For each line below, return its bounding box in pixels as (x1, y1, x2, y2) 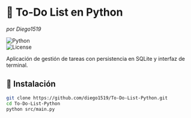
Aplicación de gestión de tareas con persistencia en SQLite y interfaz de (6, 55, 185, 62)
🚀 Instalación (6, 79, 56, 89)
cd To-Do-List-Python (6, 101, 61, 107)
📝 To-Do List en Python (6, 5, 123, 19)
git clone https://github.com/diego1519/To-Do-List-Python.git (6, 95, 168, 101)
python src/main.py (6, 106, 55, 112)
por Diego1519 (6, 25, 41, 33)
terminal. (6, 61, 28, 69)
